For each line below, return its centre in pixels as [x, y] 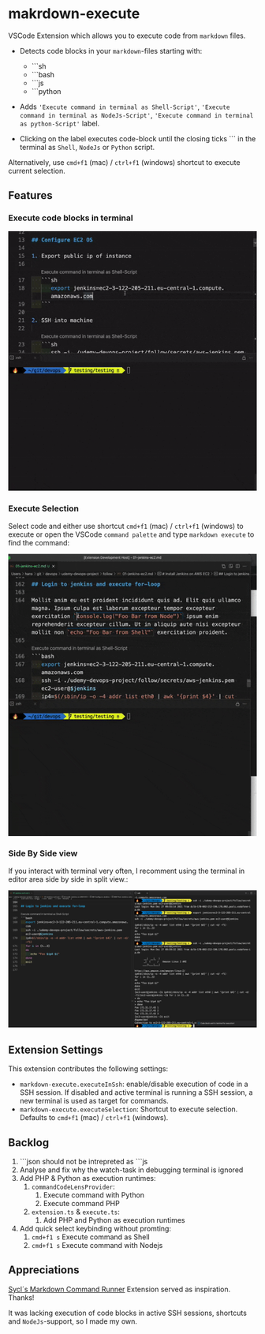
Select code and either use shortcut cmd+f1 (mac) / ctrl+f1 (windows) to [126, 526]
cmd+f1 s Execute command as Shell [90, 1237]
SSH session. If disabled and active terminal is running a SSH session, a [136, 1092]
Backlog [29, 1143]
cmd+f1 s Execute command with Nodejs [97, 1245]
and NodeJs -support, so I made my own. [73, 1321]
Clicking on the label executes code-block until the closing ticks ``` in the [138, 138]
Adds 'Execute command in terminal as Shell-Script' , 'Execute [125, 107]
